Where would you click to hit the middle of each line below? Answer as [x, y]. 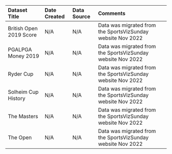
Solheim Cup [23, 92]
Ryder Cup [21, 74]
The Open [20, 137]
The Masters [23, 116]
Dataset [18, 10]
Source [81, 16]
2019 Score [22, 35]
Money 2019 [24, 56]
